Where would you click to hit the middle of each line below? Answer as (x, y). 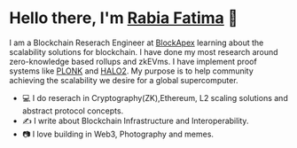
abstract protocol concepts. (73, 111)
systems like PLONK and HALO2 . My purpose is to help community (132, 71)
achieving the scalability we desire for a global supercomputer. (124, 80)
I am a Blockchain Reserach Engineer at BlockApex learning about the (137, 43)
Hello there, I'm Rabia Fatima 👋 (124, 18)
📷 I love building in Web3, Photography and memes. (118, 134)
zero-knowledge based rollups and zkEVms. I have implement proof (133, 61)
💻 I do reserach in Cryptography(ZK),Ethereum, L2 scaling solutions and (155, 97)
